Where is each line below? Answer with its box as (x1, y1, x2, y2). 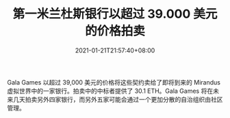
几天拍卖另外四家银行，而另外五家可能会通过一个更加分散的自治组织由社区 (12, 95, 223, 103)
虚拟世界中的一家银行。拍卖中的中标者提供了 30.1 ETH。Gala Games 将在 (7, 87, 214, 95)
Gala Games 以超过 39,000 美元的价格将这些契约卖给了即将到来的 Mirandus (7, 78, 221, 86)
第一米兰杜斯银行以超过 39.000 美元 (12, 6, 218, 22)
